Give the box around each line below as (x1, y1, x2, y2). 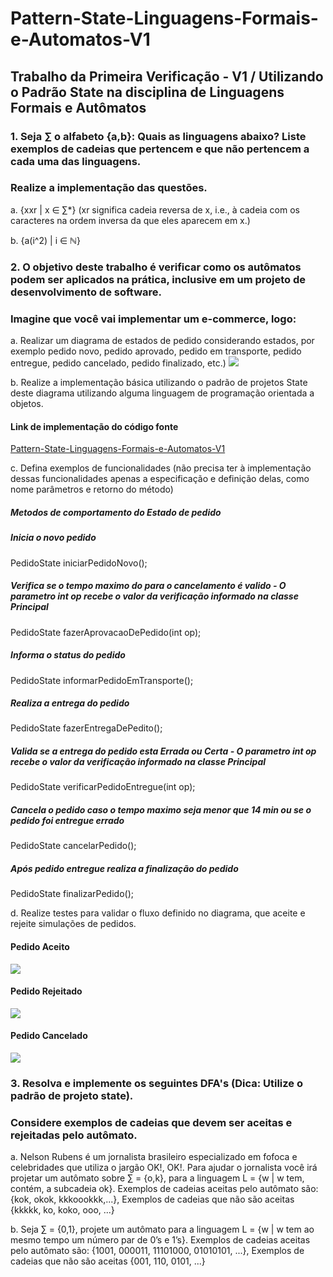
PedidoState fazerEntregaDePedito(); (10, 722, 163, 734)
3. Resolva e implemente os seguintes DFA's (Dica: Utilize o (10, 1076, 303, 1090)
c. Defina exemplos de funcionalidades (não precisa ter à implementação (10, 462, 312, 474)
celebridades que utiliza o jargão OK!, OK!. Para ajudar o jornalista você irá (10, 1162, 318, 1174)
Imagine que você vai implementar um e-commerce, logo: (10, 312, 297, 326)
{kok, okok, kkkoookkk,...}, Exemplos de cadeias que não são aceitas (10, 1193, 295, 1206)
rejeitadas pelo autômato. (10, 1128, 138, 1142)
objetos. (10, 398, 44, 410)
